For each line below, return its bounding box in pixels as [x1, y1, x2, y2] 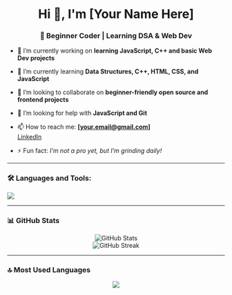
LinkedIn [17, 133, 42, 141]
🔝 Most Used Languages [7, 265, 91, 274]
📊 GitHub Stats [7, 215, 60, 225]
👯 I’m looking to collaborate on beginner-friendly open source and [17, 88, 209, 96]
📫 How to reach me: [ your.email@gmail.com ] [17, 123, 151, 131]
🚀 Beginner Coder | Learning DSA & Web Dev [39, 31, 193, 41]
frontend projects [17, 96, 69, 104]
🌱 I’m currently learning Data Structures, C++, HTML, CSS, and [17, 67, 199, 75]
